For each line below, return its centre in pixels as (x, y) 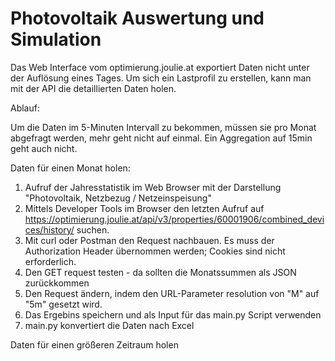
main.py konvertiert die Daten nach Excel (109, 325)
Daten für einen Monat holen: (70, 168)
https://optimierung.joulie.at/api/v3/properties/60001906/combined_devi (174, 219)
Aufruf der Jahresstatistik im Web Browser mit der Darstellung (153, 187)
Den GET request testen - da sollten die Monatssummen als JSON (160, 272)
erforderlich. (50, 261)
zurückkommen (57, 283)
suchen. (93, 229)
